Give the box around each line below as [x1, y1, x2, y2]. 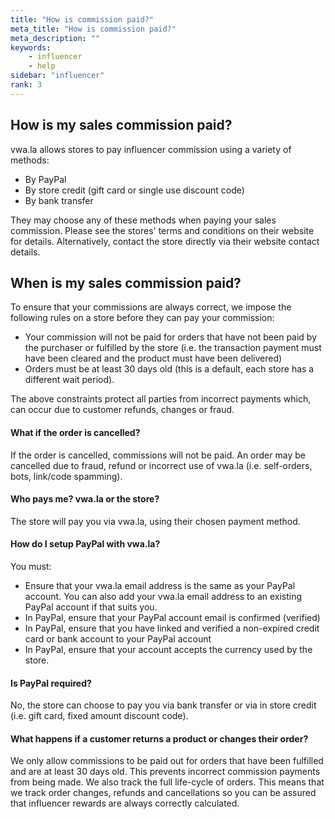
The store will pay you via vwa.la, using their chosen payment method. [10, 515, 301, 527]
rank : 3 [10, 80, 43, 90]
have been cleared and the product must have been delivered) [24, 352, 283, 365]
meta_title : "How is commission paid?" [10, 24, 177, 34]
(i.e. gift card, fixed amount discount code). [10, 710, 189, 722]
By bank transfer [24, 194, 94, 206]
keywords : [10, 42, 52, 53]
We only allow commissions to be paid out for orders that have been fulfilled [10, 755, 324, 767]
